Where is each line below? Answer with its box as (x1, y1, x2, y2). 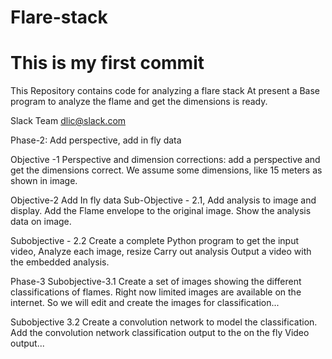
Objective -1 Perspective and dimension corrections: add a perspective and (10, 154, 321, 166)
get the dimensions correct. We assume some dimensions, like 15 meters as (10, 164, 323, 176)
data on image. (10, 216, 72, 228)
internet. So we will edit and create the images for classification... (10, 297, 280, 309)
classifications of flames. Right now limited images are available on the (10, 286, 302, 298)
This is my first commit (10, 52, 205, 75)
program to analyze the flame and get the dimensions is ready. (10, 96, 268, 108)
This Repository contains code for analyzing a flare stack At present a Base (10, 85, 320, 97)
